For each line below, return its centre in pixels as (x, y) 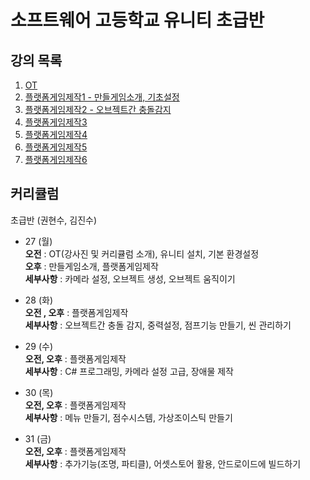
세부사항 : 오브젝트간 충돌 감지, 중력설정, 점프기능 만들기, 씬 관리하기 (158, 325)
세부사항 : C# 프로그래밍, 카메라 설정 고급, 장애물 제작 (129, 371)
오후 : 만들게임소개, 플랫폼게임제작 (91, 266)
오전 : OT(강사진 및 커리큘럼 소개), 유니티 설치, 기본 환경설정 (142, 253)
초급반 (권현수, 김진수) (54, 220)
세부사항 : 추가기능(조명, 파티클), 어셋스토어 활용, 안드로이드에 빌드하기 (163, 463)
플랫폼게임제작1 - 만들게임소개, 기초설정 (102, 97)
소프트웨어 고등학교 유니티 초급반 (137, 20)
